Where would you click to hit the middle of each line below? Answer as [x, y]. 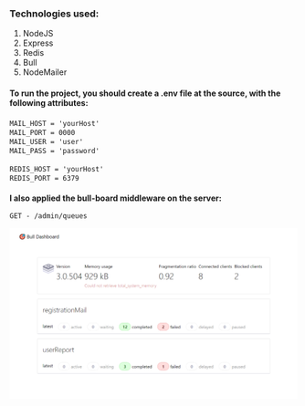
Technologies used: [54, 14]
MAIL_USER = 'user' [47, 141]
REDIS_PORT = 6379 [44, 178]
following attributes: [49, 102]
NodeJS [38, 34]
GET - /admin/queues [49, 216]
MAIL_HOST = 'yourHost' [55, 123]
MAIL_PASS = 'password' [55, 151]
